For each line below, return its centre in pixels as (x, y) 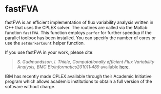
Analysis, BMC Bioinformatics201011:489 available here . (73, 67)
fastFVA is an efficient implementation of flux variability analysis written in (79, 22)
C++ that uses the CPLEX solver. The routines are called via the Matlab (76, 27)
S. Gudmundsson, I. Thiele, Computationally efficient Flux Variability (86, 62)
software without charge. (30, 86)
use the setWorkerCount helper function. (45, 43)
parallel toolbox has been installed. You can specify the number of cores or (80, 38)
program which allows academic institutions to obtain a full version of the (79, 81)
